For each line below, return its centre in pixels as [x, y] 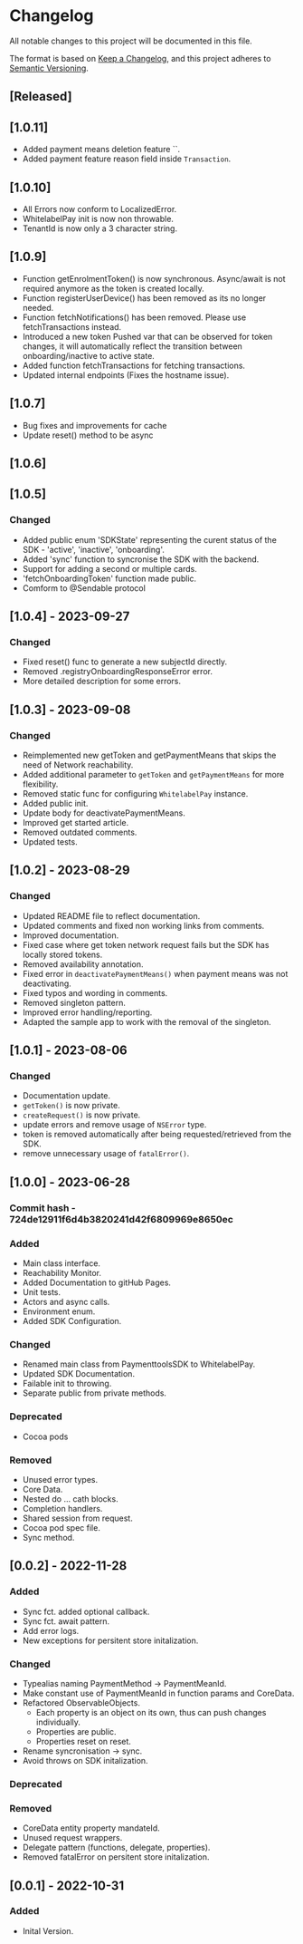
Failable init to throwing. [67, 1384]
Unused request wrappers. [72, 1838]
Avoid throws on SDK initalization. [85, 1760]
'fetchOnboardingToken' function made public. [109, 578]
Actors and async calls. [66, 1302]
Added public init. [55, 804]
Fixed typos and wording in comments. [95, 992]
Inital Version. [48, 1930]
